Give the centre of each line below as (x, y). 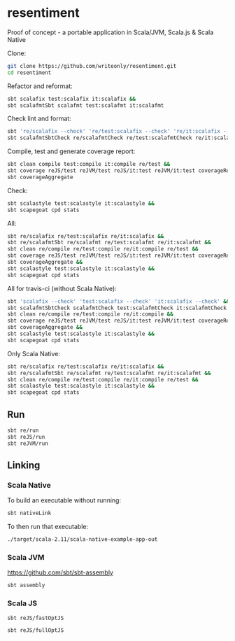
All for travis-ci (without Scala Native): (62, 288)
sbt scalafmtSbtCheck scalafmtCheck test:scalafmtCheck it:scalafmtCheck (117, 308)
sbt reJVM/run (28, 443)
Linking (24, 466)
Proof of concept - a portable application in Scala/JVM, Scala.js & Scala (111, 32)
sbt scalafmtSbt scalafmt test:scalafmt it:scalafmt (86, 105)
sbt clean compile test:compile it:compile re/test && (89, 164)
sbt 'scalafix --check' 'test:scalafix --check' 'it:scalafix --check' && (119, 301)
